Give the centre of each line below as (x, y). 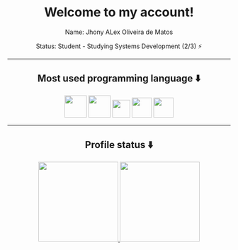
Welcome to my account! (119, 12)
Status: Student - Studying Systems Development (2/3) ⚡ (119, 46)
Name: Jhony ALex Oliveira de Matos (119, 32)
